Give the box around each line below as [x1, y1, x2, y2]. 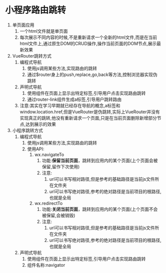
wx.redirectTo [34, 200, 63, 206]
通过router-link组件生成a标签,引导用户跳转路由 [27, 96, 122, 102]
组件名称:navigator [27, 262, 65, 268]
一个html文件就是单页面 [19, 28, 68, 34]
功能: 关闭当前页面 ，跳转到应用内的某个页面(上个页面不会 [42, 206, 158, 212]
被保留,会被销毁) [42, 212, 76, 218]
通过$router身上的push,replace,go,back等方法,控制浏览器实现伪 [27, 71, 158, 77]
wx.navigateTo [34, 151, 64, 157]
